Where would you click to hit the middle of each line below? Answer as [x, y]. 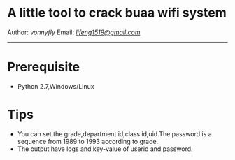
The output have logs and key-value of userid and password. [105, 149]
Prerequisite [44, 67]
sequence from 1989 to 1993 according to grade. [88, 141]
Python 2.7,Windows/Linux [56, 86]
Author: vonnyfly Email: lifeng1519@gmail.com [74, 32]
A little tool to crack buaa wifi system [117, 13]
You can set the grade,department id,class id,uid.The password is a [114, 133]
